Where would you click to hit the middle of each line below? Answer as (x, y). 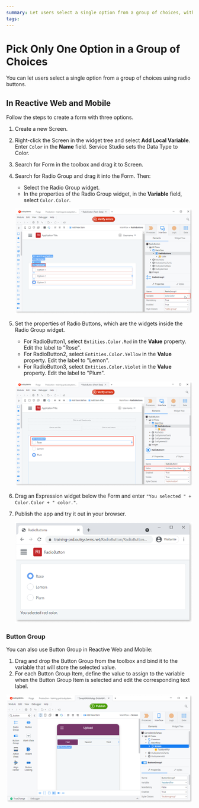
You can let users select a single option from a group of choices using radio (98, 78)
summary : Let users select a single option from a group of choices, (94, 12)
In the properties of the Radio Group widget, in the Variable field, (103, 194)
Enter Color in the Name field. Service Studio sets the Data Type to (96, 147)
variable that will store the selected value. (65, 667)
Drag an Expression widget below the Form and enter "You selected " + (103, 496)
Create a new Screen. (41, 129)
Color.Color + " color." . (46, 502)
